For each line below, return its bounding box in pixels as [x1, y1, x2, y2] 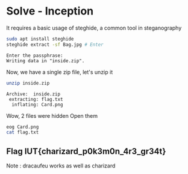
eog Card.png [6, 124, 39, 130]
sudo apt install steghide [6, 36, 74, 42]
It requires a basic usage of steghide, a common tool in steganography [6, 24, 182, 31]
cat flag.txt [6, 129, 39, 135]
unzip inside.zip [6, 80, 50, 86]
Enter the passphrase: [6, 53, 63, 59]
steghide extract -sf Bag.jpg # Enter [6, 41, 104, 48]
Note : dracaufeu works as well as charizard [6, 162, 116, 170]
